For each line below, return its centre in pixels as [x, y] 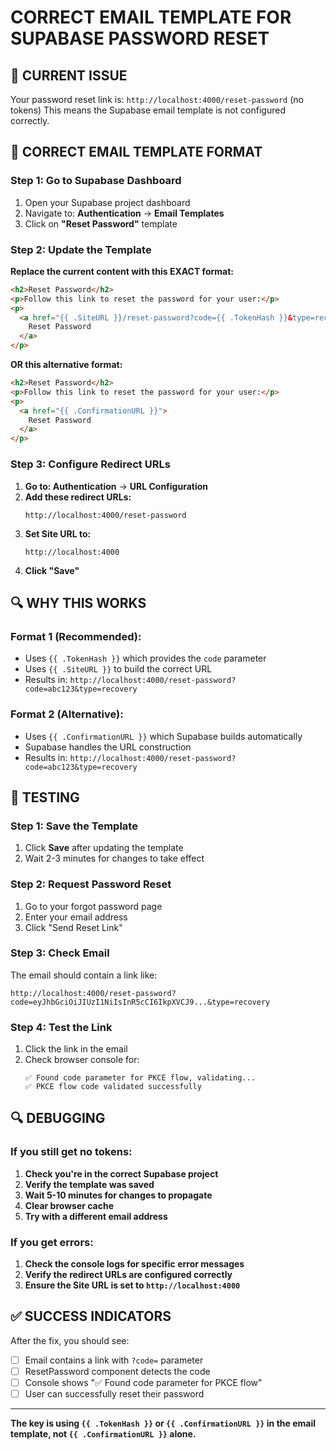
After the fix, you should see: [70, 1340]
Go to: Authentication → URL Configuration [116, 486]
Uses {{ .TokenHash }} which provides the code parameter [145, 658]
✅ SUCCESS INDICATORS [91, 1316]
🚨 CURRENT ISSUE [69, 75]
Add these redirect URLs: [78, 497]
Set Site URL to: [58, 533]
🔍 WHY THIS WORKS [78, 602]
